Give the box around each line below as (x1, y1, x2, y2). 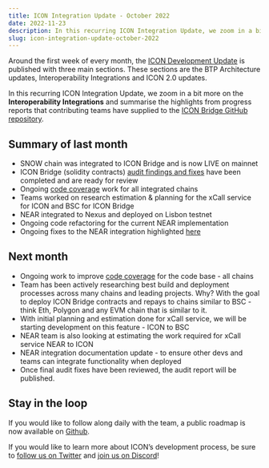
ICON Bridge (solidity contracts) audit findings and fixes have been (19, 167, 242, 177)
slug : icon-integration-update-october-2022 (8, 34, 159, 42)
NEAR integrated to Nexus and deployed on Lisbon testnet (19, 210, 212, 220)
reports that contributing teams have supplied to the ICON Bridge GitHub (8, 106, 248, 115)
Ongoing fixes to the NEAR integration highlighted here (19, 227, 202, 236)
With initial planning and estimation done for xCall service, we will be (19, 313, 247, 323)
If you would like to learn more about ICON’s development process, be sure (8, 442, 256, 451)
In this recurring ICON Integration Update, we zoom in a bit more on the (8, 89, 244, 99)
